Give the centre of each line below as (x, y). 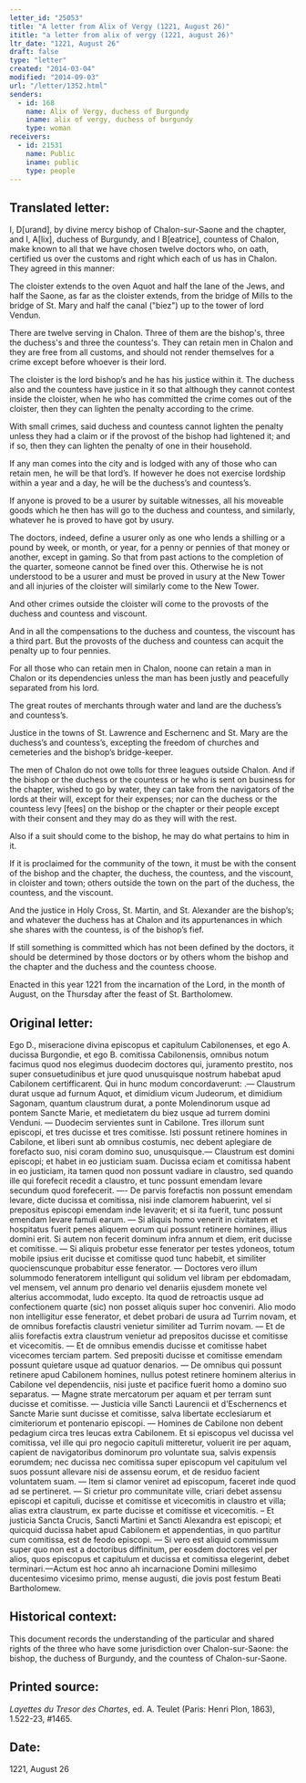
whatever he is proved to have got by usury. (92, 520)
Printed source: (54, 1687)
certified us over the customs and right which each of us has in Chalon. (143, 259)
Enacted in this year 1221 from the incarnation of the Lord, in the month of (148, 985)
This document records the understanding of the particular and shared (142, 1639)
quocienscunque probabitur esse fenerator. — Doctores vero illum (133, 1268)
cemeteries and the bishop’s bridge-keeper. (92, 752)
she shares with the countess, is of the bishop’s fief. (107, 930)
